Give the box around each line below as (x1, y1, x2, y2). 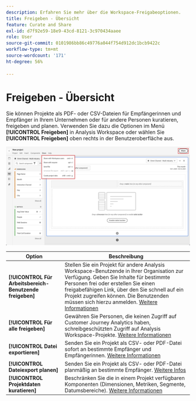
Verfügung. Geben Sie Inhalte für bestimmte (64, 274, 170, 281)
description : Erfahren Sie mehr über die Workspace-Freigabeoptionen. (6, 9, 181, 15)
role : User (6, 34, 33, 40)
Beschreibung (108, 253, 144, 260)
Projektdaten (8, 381, 41, 388)
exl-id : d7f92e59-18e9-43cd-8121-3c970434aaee (6, 28, 121, 34)
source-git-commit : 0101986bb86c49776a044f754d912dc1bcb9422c (6, 40, 160, 46)
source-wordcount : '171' (6, 53, 66, 58)
